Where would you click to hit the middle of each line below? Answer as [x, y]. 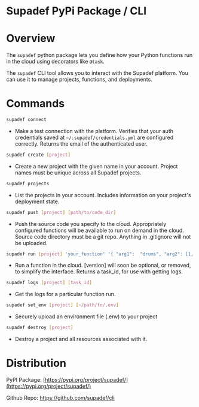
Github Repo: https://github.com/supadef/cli [60, 398]
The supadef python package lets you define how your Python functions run [99, 55]
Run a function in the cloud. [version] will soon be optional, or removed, [103, 266]
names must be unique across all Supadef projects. [78, 173]
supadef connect [26, 120]
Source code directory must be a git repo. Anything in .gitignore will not [103, 236]
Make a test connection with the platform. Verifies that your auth [94, 131]
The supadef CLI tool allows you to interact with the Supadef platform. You [97, 73]
